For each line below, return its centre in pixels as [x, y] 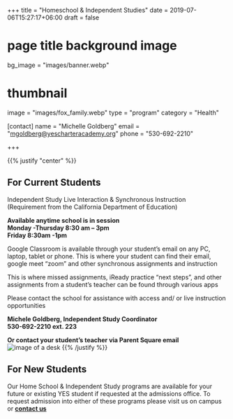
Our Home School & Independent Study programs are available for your [110, 386]
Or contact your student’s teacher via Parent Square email [93, 340]
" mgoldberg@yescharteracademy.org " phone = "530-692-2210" [100, 133]
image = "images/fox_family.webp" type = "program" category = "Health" [113, 112]
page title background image [92, 46]
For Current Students [54, 183]
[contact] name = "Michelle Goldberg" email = [74, 126]
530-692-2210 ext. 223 [42, 326]
